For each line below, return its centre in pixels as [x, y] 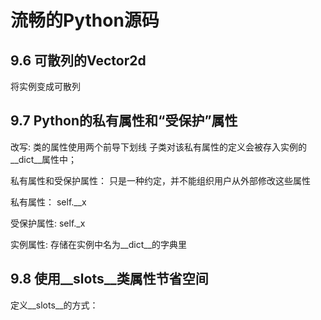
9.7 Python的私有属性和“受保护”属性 [124, 121]
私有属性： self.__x [48, 202]
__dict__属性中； [44, 159]
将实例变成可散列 [45, 86]
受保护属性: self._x [48, 223]
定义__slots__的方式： [54, 305]
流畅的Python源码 [85, 20]
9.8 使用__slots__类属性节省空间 [109, 279]
